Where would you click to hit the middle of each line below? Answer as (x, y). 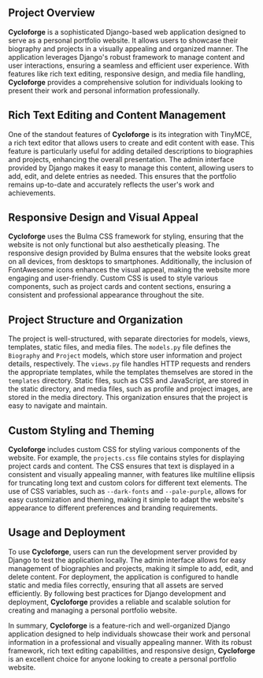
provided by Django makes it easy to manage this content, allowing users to (131, 168)
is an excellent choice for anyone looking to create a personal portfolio (122, 659)
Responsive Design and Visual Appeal (103, 218)
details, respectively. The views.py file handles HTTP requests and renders (129, 364)
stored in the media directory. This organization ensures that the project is (128, 398)
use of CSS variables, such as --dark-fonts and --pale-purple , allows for (127, 491)
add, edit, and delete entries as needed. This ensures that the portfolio (122, 176)
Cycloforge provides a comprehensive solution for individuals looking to (125, 82)
